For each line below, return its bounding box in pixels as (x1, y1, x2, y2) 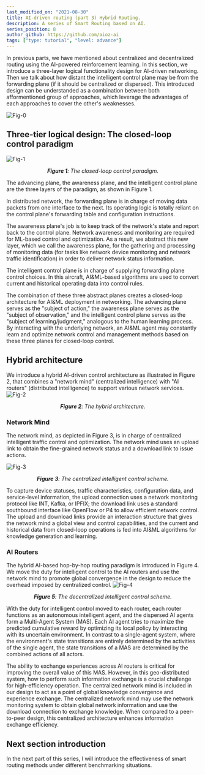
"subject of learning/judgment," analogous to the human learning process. (6, 317, 193, 325)
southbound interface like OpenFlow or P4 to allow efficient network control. (6, 506, 199, 513)
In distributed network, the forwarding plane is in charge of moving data (6, 197, 188, 205)
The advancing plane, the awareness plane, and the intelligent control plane (6, 179, 198, 186)
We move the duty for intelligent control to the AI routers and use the (6, 568, 179, 576)
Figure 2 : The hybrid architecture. (60, 403, 146, 410)
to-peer (6, 714, 26, 722)
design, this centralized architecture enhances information (26, 714, 174, 722)
